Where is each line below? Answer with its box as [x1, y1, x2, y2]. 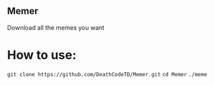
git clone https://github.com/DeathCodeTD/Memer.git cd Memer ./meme [7, 71, 208, 78]
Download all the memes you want [7, 23, 105, 31]
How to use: [7, 48, 77, 63]
